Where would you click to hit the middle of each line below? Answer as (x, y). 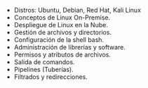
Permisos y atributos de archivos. (62, 54)
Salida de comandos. (44, 62)
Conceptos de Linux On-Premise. (62, 17)
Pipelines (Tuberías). (43, 69)
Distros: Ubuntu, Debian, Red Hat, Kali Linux (78, 10)
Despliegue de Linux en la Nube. (61, 25)
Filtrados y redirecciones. (51, 77)
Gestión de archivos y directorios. (63, 32)
